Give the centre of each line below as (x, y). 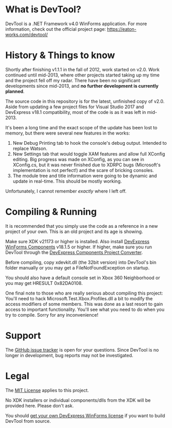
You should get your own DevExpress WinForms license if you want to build (85, 415)
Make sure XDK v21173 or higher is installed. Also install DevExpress (78, 241)
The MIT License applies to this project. (47, 390)
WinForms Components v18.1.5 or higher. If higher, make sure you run (79, 247)
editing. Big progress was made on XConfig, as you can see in (79, 159)
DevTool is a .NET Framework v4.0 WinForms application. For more (76, 24)
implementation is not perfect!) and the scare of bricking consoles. (83, 170)
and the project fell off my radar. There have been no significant (73, 80)
